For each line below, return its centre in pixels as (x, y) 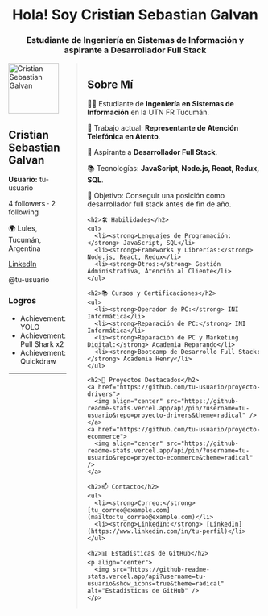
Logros (23, 301)
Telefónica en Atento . (124, 137)
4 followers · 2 (32, 204)
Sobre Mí (110, 84)
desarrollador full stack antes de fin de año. (159, 204)
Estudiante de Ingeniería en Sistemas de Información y (135, 40)
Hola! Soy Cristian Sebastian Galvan (135, 15)
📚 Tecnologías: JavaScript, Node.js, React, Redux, (173, 169)
